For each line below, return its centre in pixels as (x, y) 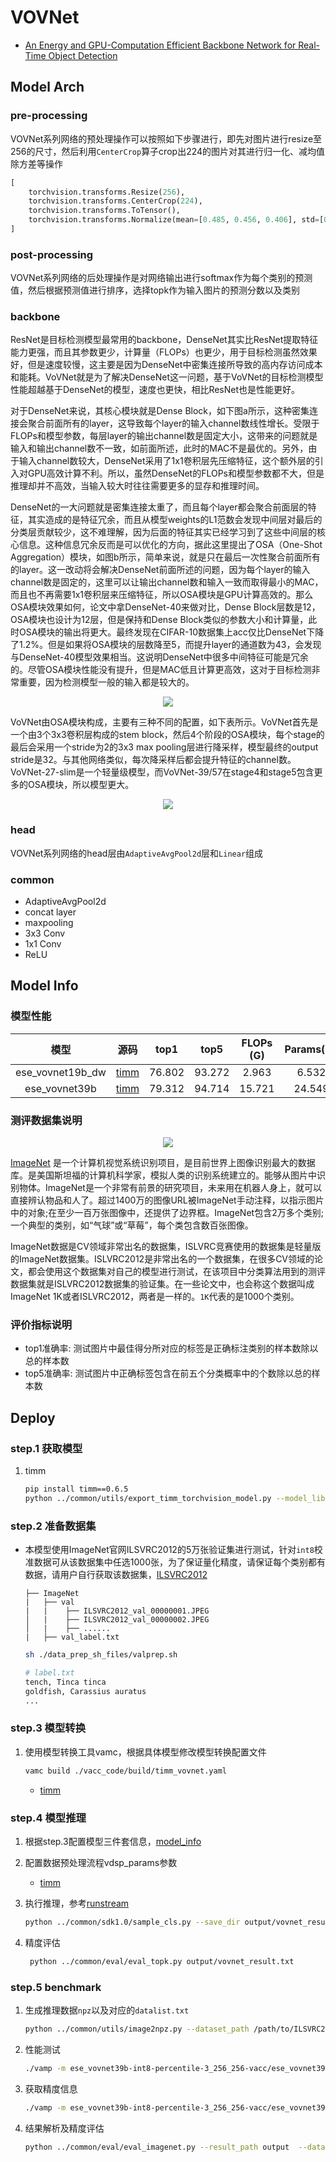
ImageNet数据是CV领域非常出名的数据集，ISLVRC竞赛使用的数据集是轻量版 (166, 1247)
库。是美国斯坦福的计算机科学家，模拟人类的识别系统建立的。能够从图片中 (163, 1175)
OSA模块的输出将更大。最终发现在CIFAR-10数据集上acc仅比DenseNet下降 (171, 632)
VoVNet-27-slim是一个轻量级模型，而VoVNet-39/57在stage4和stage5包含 (162, 772)
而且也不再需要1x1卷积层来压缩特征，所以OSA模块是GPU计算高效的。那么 (162, 595)
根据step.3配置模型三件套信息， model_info (113, 1841)
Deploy (33, 1417)
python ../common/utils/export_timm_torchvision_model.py (148, 1498)
